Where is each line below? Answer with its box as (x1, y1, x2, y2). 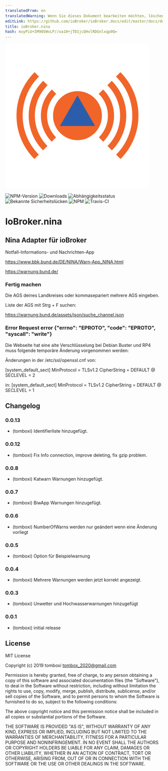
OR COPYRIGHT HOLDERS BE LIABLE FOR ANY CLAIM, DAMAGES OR (5, 744, 150, 750)
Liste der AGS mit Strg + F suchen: (5, 302, 76, 308)
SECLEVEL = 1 (5, 387, 34, 393)
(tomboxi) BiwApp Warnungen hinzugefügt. (12, 500, 102, 506)
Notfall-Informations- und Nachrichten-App (5, 249, 94, 255)
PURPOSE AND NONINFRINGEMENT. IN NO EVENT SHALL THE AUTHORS (5, 739, 159, 745)
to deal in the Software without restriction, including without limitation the (5, 682, 156, 689)
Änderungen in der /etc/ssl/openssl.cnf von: (5, 357, 96, 363)
